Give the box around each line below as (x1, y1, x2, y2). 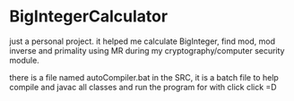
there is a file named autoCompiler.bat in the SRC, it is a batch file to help (9, 72, 280, 82)
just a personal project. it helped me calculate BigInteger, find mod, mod (9, 36, 276, 46)
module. (9, 55, 40, 65)
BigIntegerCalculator (9, 6, 169, 27)
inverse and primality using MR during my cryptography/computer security (9, 45, 285, 55)
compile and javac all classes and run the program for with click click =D (9, 81, 277, 92)
